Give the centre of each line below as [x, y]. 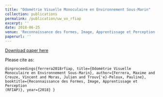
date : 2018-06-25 [23, 28]
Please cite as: [20, 60]
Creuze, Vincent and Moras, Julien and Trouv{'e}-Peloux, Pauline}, [76, 77]
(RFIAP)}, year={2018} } [30, 90]
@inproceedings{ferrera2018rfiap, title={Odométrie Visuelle [68, 68]
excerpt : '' [17, 23]
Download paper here [27, 50]
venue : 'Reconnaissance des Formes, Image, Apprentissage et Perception [80, 32]
